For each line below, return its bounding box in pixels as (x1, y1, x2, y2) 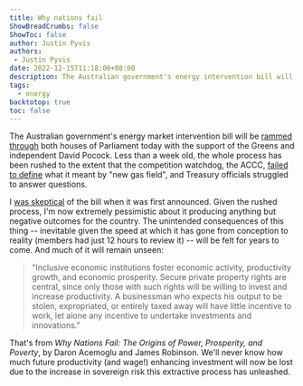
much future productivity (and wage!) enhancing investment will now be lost (9, 357, 294, 368)
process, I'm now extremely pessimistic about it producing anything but (9, 206, 277, 217)
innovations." (31, 320, 80, 331)
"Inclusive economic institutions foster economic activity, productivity (31, 262, 292, 273)
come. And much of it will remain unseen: (9, 245, 165, 256)
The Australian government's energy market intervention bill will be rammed (9, 130, 292, 141)
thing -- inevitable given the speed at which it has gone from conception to (9, 226, 289, 236)
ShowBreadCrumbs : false (9, 22, 99, 31)
